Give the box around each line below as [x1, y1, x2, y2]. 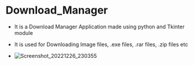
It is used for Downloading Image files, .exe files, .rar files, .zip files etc [14, 41, 189, 48]
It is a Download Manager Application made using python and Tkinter [14, 23, 185, 30]
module [14, 29, 33, 36]
